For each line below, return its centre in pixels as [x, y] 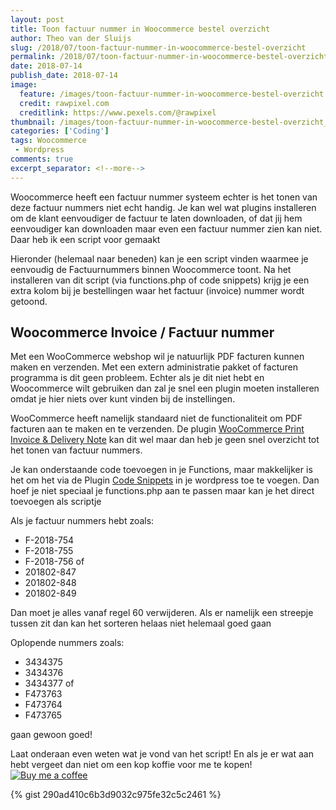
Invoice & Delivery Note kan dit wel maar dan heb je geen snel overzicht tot [165, 440]
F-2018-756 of [54, 562]
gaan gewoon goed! [51, 735]
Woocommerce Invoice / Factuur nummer [142, 332]
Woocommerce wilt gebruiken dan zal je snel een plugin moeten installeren [165, 388]
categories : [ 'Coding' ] [60, 131]
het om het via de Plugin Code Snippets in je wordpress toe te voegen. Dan [165, 480]
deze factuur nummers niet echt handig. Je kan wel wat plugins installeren [163, 207]
